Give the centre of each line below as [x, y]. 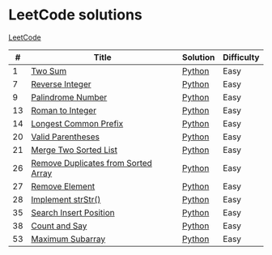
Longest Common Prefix [77, 123]
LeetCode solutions [76, 15]
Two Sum [49, 70]
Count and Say [59, 226]
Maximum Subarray [68, 239]
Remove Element [63, 186]
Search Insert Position [73, 212]
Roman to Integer [64, 110]
